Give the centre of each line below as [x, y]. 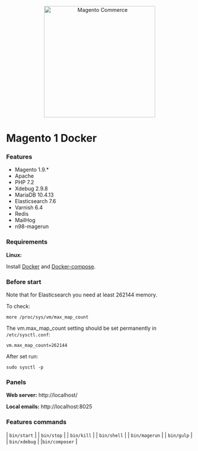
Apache [24, 176]
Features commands [36, 422]
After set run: [22, 357]
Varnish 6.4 [29, 207]
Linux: [14, 255]
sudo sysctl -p [25, 368]
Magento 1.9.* [32, 170]
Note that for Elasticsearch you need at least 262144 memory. [82, 295]
